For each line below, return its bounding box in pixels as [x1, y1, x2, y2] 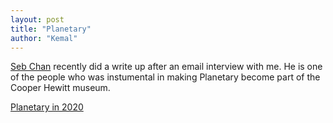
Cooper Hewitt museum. [10, 82, 111, 94]
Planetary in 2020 [10, 101, 84, 113]
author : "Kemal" [10, 33, 78, 43]
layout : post [10, 14, 65, 25]
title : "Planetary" [10, 24, 92, 34]
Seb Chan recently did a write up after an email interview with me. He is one [10, 61, 323, 73]
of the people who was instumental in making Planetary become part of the [10, 71, 321, 83]
